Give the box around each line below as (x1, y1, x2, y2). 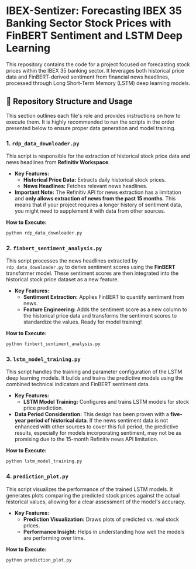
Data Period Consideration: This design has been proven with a (14, 411, 170, 418)
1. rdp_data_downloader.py (6, 139, 80, 147)
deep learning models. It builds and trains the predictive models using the (6, 374, 183, 381)
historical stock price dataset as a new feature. (6, 276, 119, 283)
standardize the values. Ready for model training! (23, 318, 142, 326)
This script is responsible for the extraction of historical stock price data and (6, 152, 190, 159)
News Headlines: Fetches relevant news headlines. (23, 183, 148, 190)
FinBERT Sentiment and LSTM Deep (6, 29, 183, 42)
